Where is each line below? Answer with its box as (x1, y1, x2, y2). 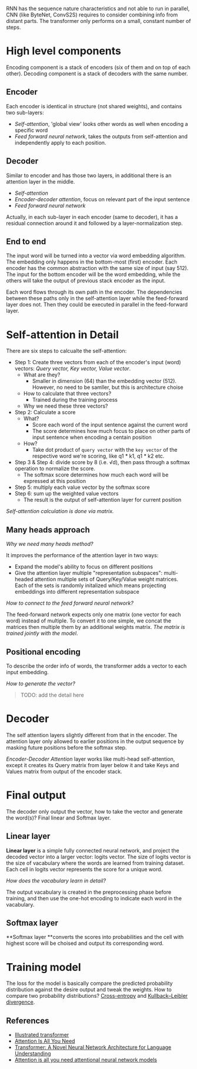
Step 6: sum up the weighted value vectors (14, 490, 119, 497)
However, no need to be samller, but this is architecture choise (32, 384, 183, 391)
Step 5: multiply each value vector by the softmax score (14, 484, 150, 491)
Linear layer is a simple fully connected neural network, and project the (6, 847, 179, 854)
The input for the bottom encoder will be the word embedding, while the (6, 271, 181, 278)
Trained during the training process (32, 397, 118, 404)
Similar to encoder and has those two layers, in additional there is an (6, 172, 172, 179)
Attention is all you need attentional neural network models (14, 1056, 158, 1064)
